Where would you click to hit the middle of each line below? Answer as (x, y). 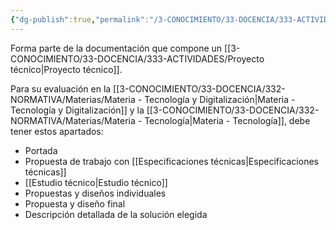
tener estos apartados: (57, 131)
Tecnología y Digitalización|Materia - (220, 99)
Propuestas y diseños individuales (95, 193)
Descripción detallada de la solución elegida (116, 214)
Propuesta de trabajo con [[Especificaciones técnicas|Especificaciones (171, 161)
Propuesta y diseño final (75, 203)
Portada (41, 150)
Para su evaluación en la (61, 88)
